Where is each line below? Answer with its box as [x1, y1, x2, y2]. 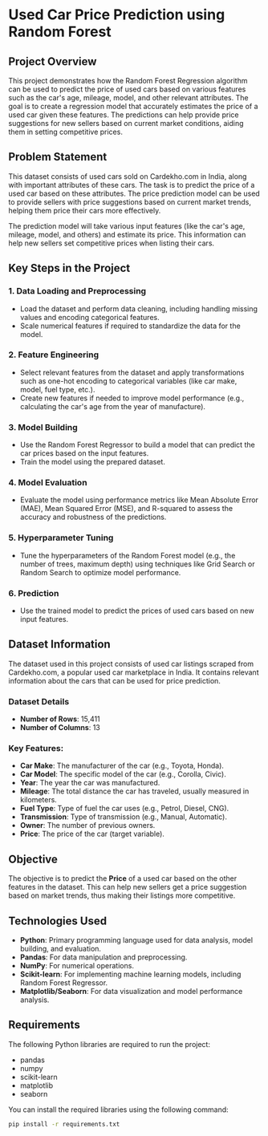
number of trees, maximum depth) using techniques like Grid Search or [19, 559, 255, 569]
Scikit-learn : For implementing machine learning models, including [19, 969, 242, 980]
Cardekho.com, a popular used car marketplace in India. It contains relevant [8, 667, 259, 677]
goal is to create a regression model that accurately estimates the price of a [8, 102, 258, 111]
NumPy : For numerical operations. [19, 961, 135, 971]
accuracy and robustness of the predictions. [19, 512, 167, 522]
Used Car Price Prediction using [8, 6, 225, 24]
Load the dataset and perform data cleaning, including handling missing [19, 303, 258, 314]
